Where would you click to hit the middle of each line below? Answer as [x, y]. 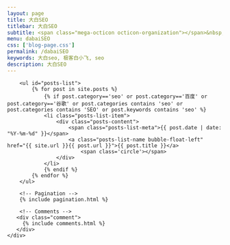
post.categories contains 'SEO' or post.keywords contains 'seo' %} [107, 109]
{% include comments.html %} [64, 223]
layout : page [26, 13]
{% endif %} [61, 169]
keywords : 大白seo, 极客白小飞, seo [56, 58]
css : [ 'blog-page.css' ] [41, 45]
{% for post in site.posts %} [75, 89]
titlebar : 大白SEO [32, 26]
